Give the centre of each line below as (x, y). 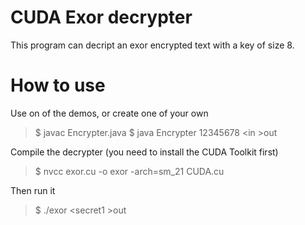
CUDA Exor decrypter (101, 17)
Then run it (33, 190)
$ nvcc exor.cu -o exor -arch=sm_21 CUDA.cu (129, 171)
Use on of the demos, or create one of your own (109, 113)
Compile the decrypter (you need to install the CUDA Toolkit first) (144, 152)
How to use (58, 85)
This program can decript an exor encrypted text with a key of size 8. (152, 45)
